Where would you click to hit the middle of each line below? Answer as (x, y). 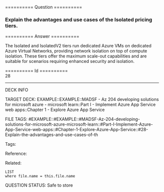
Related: (13, 163)
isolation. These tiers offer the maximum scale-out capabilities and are (76, 56)
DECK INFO (17, 90)
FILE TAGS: (16, 119)
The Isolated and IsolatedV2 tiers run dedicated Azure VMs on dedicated (78, 46)
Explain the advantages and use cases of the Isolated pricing (79, 19)
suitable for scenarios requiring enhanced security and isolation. (70, 61)
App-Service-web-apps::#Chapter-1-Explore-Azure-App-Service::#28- (77, 130)
